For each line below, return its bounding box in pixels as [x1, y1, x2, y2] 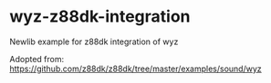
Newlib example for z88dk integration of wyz [9, 36, 179, 47]
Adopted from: [9, 53, 65, 64]
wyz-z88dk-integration [9, 6, 191, 27]
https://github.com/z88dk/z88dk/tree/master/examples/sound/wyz [9, 63, 262, 74]
